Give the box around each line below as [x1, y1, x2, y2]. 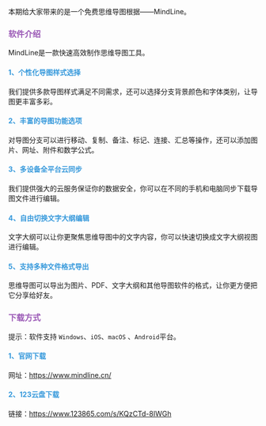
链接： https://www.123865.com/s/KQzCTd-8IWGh [8, 409, 172, 419]
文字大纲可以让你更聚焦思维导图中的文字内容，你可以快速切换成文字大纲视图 [8, 232, 258, 242]
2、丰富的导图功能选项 [8, 116, 82, 126]
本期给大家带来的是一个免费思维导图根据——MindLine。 [8, 7, 192, 16]
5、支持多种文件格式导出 [8, 262, 89, 271]
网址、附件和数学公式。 [21, 145, 99, 154]
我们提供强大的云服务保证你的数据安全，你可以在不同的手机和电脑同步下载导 [8, 183, 258, 193]
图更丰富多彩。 [8, 96, 57, 106]
